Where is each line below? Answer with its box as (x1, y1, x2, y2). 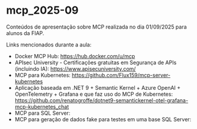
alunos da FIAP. (6, 29, 45, 36)
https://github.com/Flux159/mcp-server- (72, 71, 171, 78)
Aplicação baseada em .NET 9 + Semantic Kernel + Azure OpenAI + (14, 84, 181, 91)
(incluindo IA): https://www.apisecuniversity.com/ (14, 65, 136, 72)
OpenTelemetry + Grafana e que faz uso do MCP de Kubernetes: (14, 90, 173, 97)
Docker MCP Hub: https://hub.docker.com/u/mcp (14, 52, 135, 59)
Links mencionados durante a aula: (6, 41, 92, 48)
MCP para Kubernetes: (14, 71, 71, 78)
